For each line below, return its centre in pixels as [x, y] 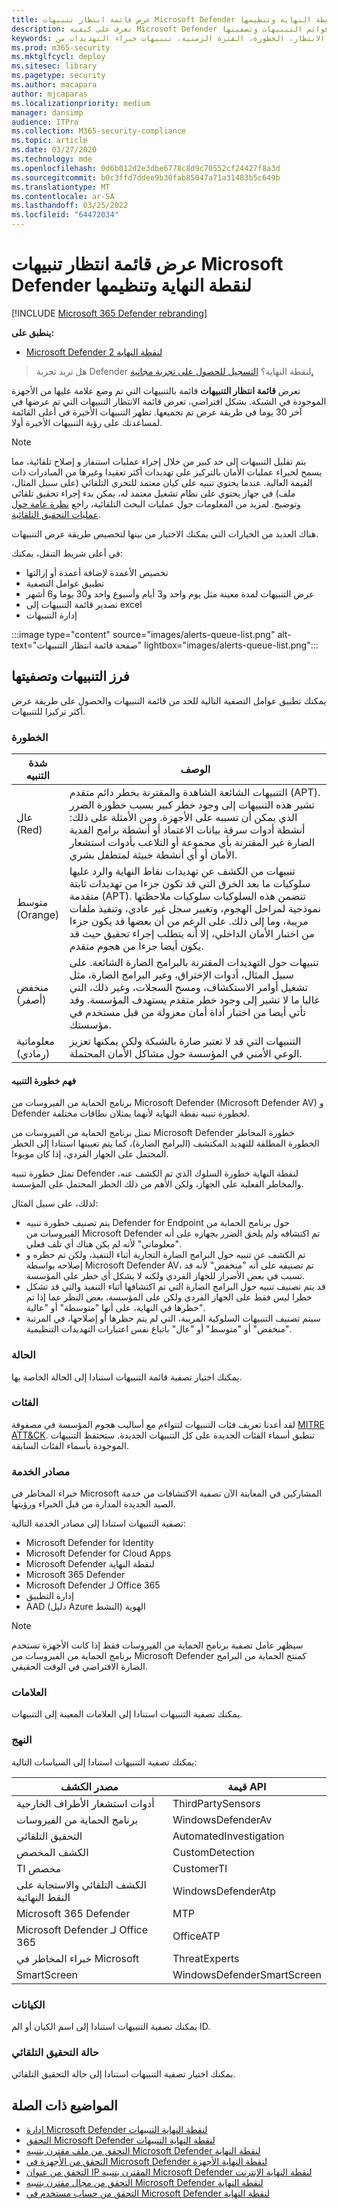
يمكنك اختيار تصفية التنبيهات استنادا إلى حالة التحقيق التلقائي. [123, 2074]
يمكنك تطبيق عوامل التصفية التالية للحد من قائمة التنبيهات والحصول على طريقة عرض [169, 700]
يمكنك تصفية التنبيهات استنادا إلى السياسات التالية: [104, 1762]
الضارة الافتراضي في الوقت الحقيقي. [79, 1667]
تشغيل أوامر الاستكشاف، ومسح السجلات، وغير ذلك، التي [189, 988]
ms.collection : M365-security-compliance [99, 131]
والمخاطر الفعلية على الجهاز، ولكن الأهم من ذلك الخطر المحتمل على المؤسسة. [157, 1184]
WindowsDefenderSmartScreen [247, 1974]
